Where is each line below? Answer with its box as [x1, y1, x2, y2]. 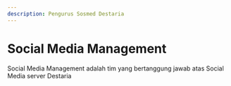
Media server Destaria [7, 71, 72, 80]
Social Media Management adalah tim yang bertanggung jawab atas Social [7, 64, 224, 73]
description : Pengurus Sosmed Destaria [7, 10, 125, 18]
